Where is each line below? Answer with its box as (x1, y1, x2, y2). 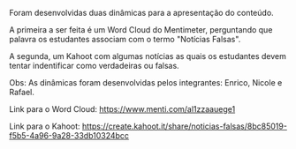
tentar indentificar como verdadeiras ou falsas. (9, 61, 179, 71)
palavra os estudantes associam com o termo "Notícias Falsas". (9, 34, 241, 44)
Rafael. (9, 87, 35, 97)
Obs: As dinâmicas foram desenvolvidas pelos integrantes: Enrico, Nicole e (9, 78, 283, 87)
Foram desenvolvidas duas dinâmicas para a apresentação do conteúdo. (9, 8, 274, 18)
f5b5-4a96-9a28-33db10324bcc (9, 130, 130, 140)
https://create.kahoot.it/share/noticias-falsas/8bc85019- (82, 121, 287, 131)
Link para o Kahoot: (9, 121, 81, 131)
